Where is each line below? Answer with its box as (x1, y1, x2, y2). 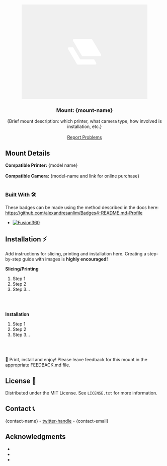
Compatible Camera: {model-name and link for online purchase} (5, 173, 140, 179)
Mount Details (5, 149, 50, 157)
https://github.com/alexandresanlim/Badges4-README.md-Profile (5, 210, 143, 216)
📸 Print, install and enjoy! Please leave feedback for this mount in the (5, 357, 147, 363)
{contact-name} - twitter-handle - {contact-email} (5, 418, 109, 424)
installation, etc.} (67, 123, 102, 129)
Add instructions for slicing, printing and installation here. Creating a (5, 251, 147, 257)
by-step (5, 256, 22, 262)
